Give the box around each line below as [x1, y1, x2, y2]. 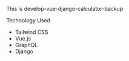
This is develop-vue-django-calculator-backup [6, 5, 124, 12]
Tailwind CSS [15, 28, 48, 36]
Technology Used [6, 17, 50, 24]
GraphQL [15, 42, 38, 48]
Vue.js [15, 35, 31, 42]
